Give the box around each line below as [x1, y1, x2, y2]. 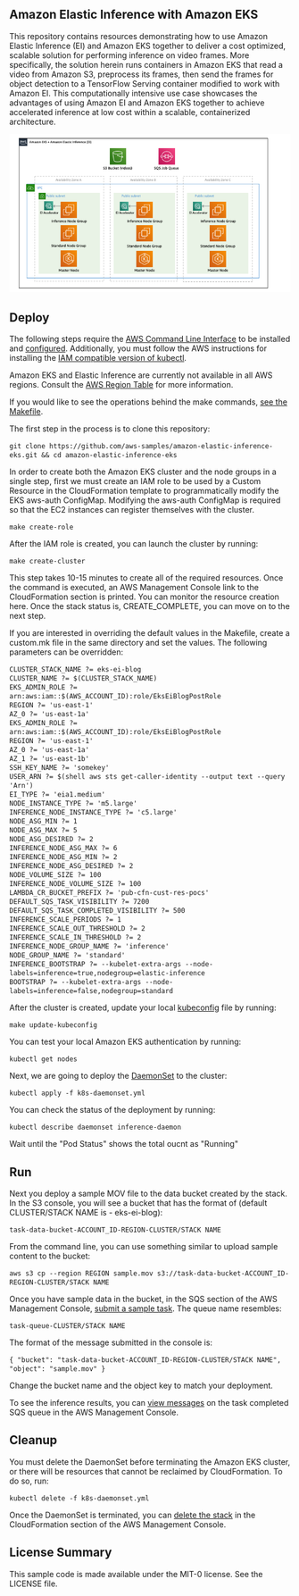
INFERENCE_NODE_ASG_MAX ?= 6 [9, 844, 118, 853]
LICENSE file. [9, 1578, 58, 1589]
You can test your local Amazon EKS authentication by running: [9, 1036, 242, 1048]
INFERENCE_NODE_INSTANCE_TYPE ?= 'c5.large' [9, 808, 178, 817]
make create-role [9, 522, 74, 532]
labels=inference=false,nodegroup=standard [9, 987, 174, 996]
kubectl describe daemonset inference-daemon [9, 1123, 181, 1132]
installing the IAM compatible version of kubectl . [9, 353, 187, 363]
